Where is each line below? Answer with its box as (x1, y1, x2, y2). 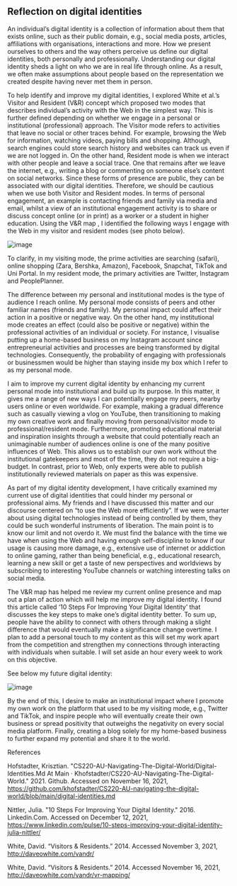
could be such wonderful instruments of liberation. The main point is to (7, 521, 214, 529)
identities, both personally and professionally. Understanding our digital (7, 55, 216, 63)
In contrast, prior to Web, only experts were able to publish (31, 462, 203, 471)
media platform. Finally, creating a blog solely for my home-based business (7, 727, 227, 735)
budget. (7, 462, 30, 471)
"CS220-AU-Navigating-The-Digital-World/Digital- (70, 761, 217, 770)
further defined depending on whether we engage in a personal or (7, 113, 200, 122)
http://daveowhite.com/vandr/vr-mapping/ (7, 870, 131, 879)
